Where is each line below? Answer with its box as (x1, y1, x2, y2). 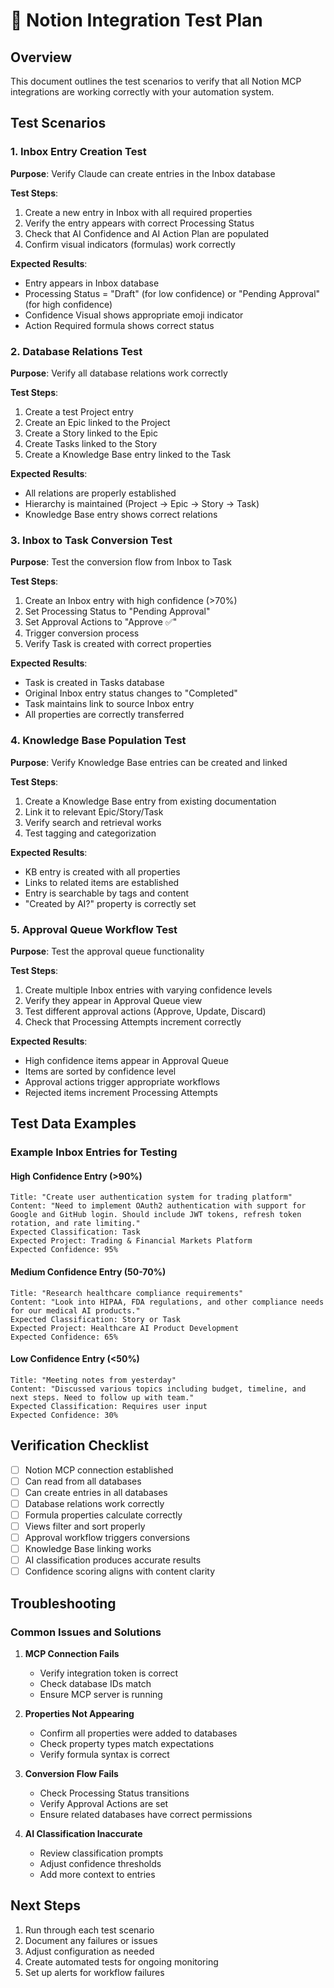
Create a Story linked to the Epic (24, 427, 158, 439)
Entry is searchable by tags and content (24, 887, 190, 899)
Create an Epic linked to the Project (24, 416, 171, 428)
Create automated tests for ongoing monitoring (24, 1955, 219, 1968)
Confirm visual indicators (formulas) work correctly (24, 238, 236, 250)
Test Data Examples (10, 1115, 137, 1133)
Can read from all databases (24, 1475, 142, 1487)
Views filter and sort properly (24, 1520, 146, 1532)
